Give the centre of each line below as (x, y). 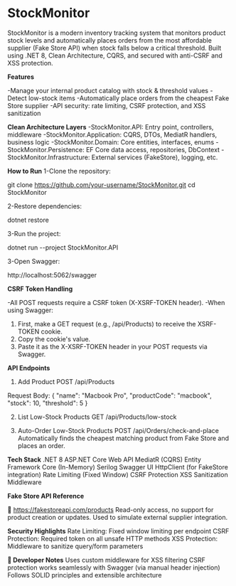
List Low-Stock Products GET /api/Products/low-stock (97, 417)
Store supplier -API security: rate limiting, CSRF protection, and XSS (107, 105)
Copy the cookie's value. (54, 339)
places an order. (41, 445)
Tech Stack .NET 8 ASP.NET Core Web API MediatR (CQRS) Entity (104, 459)
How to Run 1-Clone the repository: (59, 171)
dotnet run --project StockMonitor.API (63, 247)
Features (21, 77)
